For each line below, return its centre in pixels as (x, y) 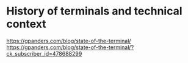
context (27, 24)
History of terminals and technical (94, 11)
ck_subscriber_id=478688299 (44, 53)
